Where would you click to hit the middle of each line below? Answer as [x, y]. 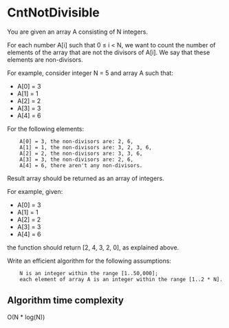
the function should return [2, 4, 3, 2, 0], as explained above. [93, 247]
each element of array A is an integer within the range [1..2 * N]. [121, 279]
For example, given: [35, 191]
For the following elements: [46, 129]
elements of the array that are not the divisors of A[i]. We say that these [109, 52]
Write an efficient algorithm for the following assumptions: [89, 261]
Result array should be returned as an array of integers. [86, 178]
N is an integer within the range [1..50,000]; [89, 273]
